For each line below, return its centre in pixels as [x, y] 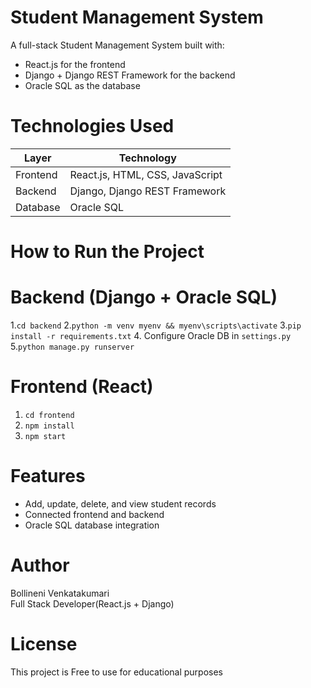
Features [48, 476]
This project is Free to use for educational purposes [116, 672]
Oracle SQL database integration [92, 525]
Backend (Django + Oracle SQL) [144, 297]
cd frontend [49, 415]
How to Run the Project [107, 252]
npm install [49, 426]
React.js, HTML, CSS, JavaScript [146, 174]
